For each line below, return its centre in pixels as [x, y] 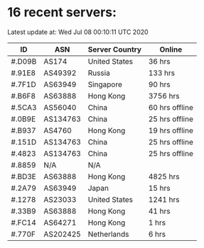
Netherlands [108, 234]
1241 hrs [164, 199]
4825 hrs [164, 176]
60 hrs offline [171, 107]
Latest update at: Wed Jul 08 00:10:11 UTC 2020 [78, 32]
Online [171, 49]
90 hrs [159, 84]
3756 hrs [164, 96]
